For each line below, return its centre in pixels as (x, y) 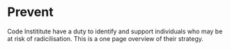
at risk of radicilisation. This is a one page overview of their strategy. (106, 38)
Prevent (30, 12)
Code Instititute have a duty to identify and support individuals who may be (115, 31)
